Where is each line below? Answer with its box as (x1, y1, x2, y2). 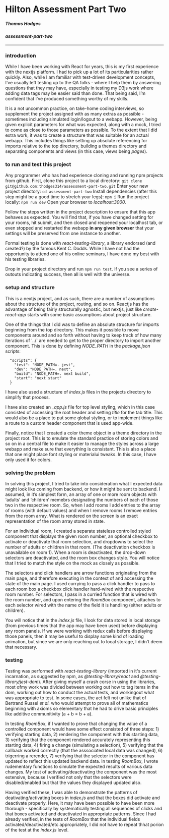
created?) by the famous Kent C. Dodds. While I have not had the (5, 246, 140, 252)
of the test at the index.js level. (5, 827, 69, 833)
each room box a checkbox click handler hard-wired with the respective (5, 586, 154, 592)
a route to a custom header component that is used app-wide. (5, 420, 134, 426)
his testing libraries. (5, 256, 46, 262)
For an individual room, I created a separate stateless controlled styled (5, 528, 151, 534)
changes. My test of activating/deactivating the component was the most (5, 769, 157, 775)
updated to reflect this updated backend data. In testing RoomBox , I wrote (5, 758, 158, 764)
